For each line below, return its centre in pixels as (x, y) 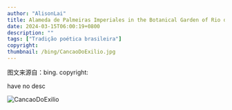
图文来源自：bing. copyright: (48, 72)
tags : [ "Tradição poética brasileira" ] (65, 39)
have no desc (27, 86)
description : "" (30, 33)
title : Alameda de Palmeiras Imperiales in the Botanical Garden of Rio (114, 20)
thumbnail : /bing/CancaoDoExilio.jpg (61, 52)
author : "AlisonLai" (37, 13)
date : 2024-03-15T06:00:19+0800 (54, 26)
